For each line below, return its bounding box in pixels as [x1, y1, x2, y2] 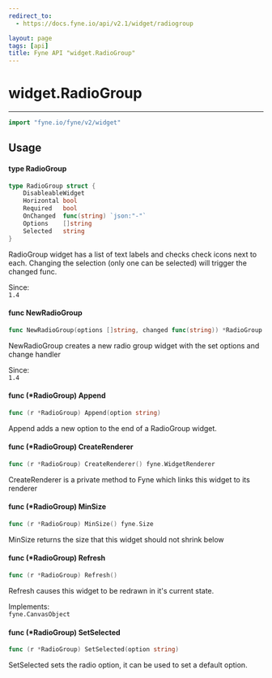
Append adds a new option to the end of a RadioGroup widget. [8, 423, 217, 433]
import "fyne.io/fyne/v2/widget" [8, 119, 121, 127]
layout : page [8, 34, 53, 42]
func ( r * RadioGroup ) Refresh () [8, 572, 117, 580]
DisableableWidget [23, 189, 85, 197]
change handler [8, 349, 61, 359]
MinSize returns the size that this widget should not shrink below [8, 534, 224, 544]
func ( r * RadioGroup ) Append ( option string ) [8, 408, 161, 417]
